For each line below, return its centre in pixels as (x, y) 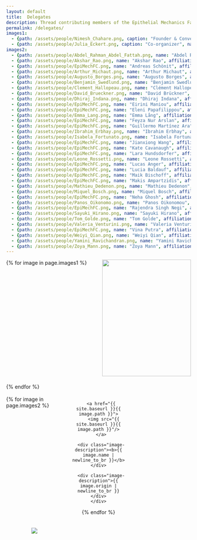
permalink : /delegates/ (35, 28)
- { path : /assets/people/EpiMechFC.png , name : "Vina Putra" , (88, 230)
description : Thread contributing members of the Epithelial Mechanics (95, 22)
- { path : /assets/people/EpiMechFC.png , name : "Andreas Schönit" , (94, 66)
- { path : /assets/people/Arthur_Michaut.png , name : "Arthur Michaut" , (99, 72)
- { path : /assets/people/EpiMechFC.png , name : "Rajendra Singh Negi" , (99, 208)
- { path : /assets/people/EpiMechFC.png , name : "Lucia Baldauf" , (91, 170)
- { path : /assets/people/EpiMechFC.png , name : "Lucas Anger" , (89, 164)
